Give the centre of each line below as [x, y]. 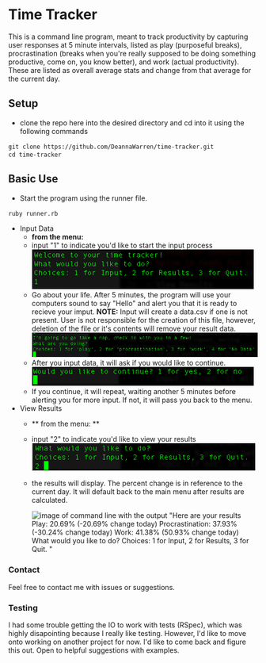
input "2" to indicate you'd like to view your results [114, 439]
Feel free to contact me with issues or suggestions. [92, 587]
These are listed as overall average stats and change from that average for [130, 70]
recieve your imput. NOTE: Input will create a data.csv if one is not [139, 312]
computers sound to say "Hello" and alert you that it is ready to [134, 303]
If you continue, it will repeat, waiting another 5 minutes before [133, 392]
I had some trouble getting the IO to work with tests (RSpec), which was [125, 625]
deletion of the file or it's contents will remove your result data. [133, 328]
